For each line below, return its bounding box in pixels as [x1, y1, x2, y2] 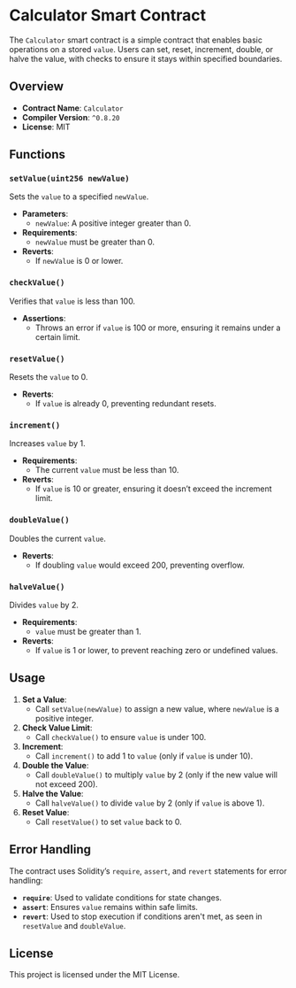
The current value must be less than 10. [34, 465, 179, 475]
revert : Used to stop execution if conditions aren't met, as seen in [21, 911, 262, 922]
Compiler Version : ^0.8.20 [21, 112, 120, 122]
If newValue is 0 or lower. [34, 256, 124, 266]
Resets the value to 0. [9, 372, 88, 382]
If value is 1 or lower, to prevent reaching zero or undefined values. [34, 645, 278, 655]
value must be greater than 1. [34, 626, 141, 637]
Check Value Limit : [21, 722, 93, 733]
